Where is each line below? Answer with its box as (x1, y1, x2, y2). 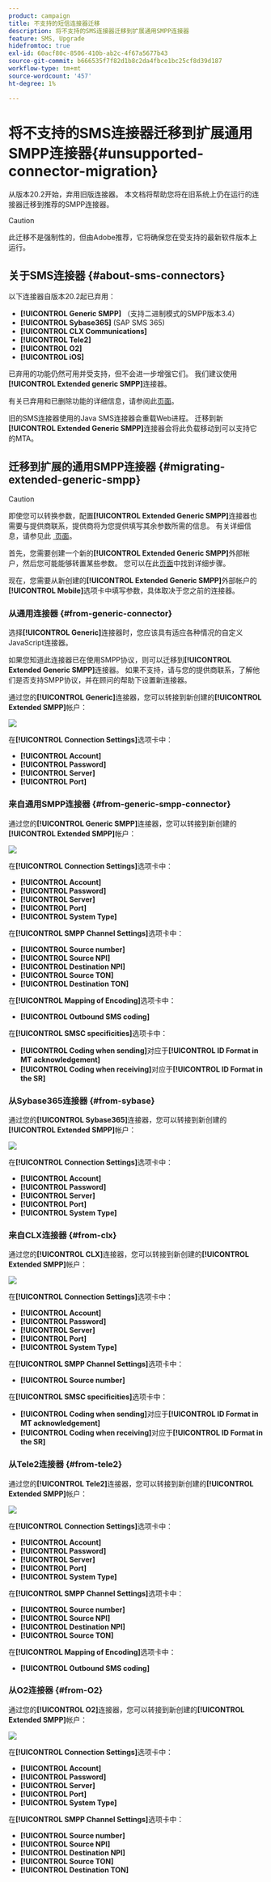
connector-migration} (8, 162, 159, 180)
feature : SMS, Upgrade (8, 34, 85, 43)
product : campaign (8, 11, 70, 20)
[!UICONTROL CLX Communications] (19, 327, 147, 336)
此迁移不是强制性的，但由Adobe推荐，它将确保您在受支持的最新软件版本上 (8, 232, 257, 243)
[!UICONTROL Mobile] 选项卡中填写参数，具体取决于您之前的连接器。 (8, 586, 240, 595)
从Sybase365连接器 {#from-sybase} (8, 1095, 155, 1106)
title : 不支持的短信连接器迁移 (8, 19, 100, 27)
